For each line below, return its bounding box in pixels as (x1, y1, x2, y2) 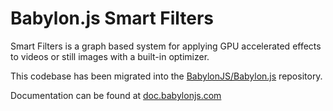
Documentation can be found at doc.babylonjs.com (10, 89, 222, 101)
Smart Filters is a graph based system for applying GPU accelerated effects (10, 40, 322, 52)
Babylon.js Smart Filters (10, 7, 215, 30)
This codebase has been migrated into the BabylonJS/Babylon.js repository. (10, 70, 323, 82)
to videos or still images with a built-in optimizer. (10, 50, 210, 62)
